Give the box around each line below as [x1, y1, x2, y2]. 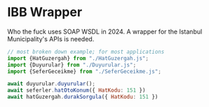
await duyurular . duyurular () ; [7, 80, 96, 87]
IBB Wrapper [7, 4, 83, 20]
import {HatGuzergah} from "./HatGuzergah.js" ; [7, 55, 149, 62]
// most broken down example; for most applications [7, 48, 165, 55]
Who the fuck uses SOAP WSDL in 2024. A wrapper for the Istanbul [7, 27, 203, 36]
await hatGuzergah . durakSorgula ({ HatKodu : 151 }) [7, 94, 159, 101]
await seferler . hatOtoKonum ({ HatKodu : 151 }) [7, 87, 146, 94]
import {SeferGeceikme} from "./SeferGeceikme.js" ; [7, 68, 161, 75]
